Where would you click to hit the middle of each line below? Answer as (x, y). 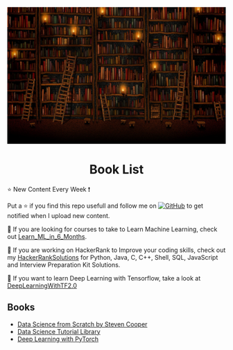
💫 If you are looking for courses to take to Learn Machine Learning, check (112, 229)
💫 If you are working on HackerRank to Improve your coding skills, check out (116, 250)
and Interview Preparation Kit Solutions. (64, 265)
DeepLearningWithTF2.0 (42, 285)
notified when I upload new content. (59, 215)
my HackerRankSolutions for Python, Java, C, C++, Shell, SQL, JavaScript (113, 257)
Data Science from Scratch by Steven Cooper (82, 324)
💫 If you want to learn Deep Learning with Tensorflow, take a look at (104, 278)
